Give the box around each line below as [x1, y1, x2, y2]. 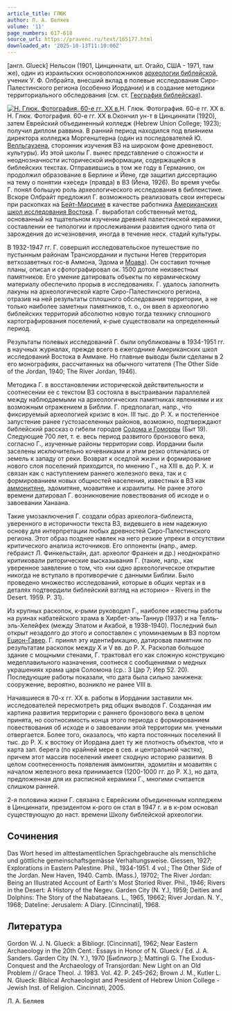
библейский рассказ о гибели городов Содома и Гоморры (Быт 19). [7, 425, 208, 433]
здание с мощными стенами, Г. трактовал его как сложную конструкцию [7, 651, 225, 659]
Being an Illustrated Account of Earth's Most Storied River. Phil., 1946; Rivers [7, 878, 226, 887]
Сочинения [7, 831, 59, 842]
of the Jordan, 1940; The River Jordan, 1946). [7, 367, 137, 375]
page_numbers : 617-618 [7, 29, 73, 37]
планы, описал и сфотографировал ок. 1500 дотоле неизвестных [7, 265, 199, 273]
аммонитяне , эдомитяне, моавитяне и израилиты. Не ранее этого [7, 484, 203, 492]
